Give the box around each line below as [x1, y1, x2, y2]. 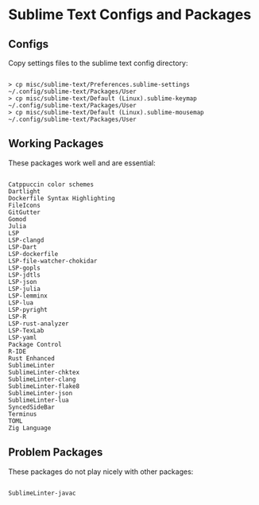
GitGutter [8, 208, 41, 216]
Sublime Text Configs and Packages [8, 6, 252, 24]
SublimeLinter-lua [8, 396, 69, 404]
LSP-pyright [8, 305, 48, 313]
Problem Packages [8, 445, 103, 459]
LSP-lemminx [8, 292, 48, 300]
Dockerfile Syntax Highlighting [8, 194, 115, 202]
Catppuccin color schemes [8, 181, 94, 188]
